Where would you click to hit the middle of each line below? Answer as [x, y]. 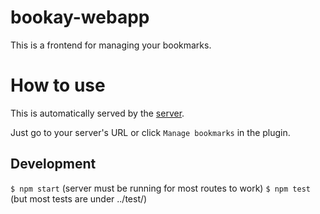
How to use [58, 85]
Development [53, 164]
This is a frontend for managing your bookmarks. [111, 45]
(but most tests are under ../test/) [79, 198]
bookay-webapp [80, 17]
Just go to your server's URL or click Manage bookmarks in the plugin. [150, 132]
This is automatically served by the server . [97, 113]
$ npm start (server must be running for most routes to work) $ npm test [160, 188]
